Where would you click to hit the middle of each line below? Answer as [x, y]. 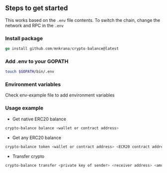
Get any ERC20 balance [37, 137]
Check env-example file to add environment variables [60, 95]
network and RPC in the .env [34, 25]
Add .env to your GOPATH [37, 61]
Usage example [24, 108]
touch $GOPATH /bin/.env [30, 72]
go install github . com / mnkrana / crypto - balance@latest [62, 49]
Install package [24, 38]
